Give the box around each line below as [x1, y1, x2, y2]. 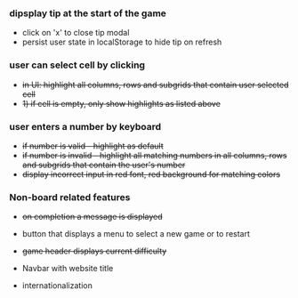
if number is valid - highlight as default [21, 141, 165, 151]
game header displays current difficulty [21, 246, 167, 256]
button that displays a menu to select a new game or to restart [21, 229, 251, 239]
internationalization [21, 280, 93, 291]
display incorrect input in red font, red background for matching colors [21, 168, 281, 180]
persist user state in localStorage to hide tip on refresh [21, 36, 222, 47]
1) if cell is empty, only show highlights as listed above [21, 98, 221, 109]
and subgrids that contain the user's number [21, 159, 186, 170]
